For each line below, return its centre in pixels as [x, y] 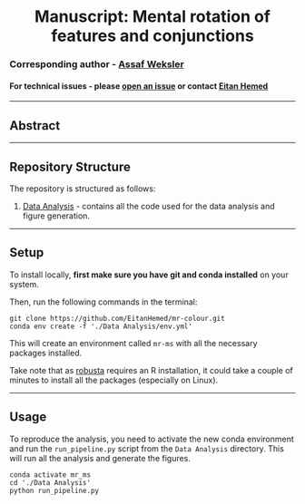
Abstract [35, 126]
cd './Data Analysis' [50, 482]
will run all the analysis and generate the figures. [100, 458]
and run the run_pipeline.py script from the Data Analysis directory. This [147, 448]
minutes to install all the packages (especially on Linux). [114, 380]
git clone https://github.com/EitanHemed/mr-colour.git [117, 318]
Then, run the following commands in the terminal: [103, 302]
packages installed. [46, 353]
